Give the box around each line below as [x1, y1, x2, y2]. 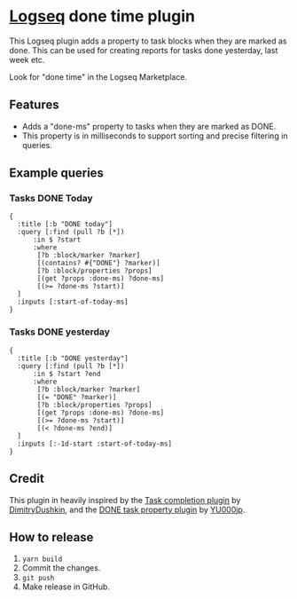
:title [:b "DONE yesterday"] [17, 353, 129, 363]
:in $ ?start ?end [32, 369, 101, 378]
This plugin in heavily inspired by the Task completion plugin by [9, 494, 241, 505]
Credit [9, 471, 44, 486]
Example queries [9, 166, 105, 181]
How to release [9, 530, 94, 545]
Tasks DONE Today [9, 193, 93, 205]
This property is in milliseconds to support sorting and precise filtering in [21, 130, 288, 141]
